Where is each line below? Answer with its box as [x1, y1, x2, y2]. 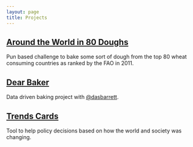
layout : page [6, 9, 39, 15]
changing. [6, 133, 32, 140]
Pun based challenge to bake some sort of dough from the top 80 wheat [6, 53, 187, 61]
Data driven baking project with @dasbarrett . [6, 94, 119, 101]
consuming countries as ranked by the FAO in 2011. [6, 60, 134, 67]
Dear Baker [6, 77, 50, 87]
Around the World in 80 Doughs [6, 37, 129, 47]
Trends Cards [6, 111, 59, 121]
